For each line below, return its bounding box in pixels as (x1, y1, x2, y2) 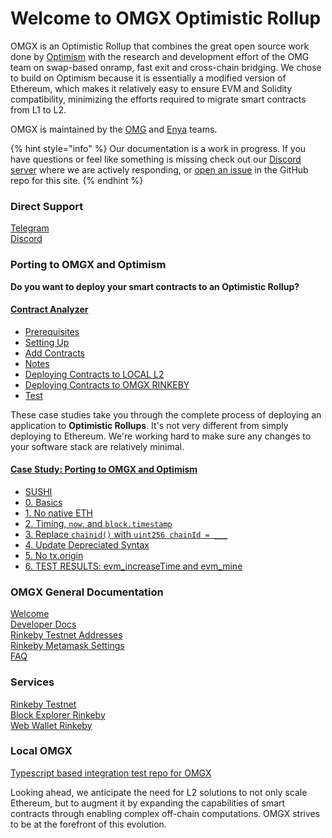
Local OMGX (10, 744, 73, 758)
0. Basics (24, 496, 63, 508)
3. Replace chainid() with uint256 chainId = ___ (24, 528, 228, 540)
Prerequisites (24, 325, 80, 337)
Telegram (10, 222, 50, 234)
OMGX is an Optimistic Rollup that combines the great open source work (10, 40, 310, 52)
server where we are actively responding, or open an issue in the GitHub (10, 163, 309, 176)
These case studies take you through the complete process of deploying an (10, 408, 322, 421)
